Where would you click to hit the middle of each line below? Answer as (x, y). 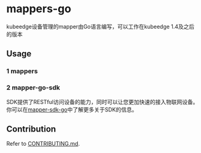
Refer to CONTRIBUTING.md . (43, 144)
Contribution (31, 129)
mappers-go (39, 9)
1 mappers (22, 71)
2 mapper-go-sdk (33, 88)
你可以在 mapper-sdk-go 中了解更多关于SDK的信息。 (72, 110)
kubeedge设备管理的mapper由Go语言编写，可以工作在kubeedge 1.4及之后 (100, 26)
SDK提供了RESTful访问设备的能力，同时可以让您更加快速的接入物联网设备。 (102, 102)
